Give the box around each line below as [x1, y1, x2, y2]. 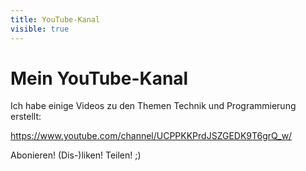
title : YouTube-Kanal [10, 14, 101, 25]
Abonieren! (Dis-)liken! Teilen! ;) [10, 149, 142, 161]
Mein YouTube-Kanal [10, 67, 189, 90]
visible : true [10, 24, 70, 34]
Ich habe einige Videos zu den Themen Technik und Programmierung [10, 100, 297, 112]
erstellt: [10, 111, 42, 123]
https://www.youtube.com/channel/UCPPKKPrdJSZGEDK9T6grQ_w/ [10, 130, 293, 142]
